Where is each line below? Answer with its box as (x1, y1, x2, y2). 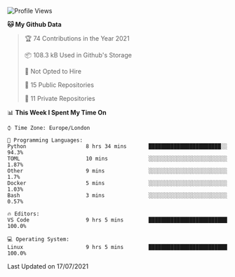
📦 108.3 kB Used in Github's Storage (24, 51, 132, 59)
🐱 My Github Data (7, 20, 62, 28)
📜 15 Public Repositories (24, 81, 95, 89)
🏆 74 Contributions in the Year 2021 (24, 34, 130, 42)
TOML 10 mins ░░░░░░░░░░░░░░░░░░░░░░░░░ (7, 155, 228, 162)
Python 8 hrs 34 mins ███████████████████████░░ (7, 143, 228, 150)
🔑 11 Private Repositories (24, 95, 96, 102)
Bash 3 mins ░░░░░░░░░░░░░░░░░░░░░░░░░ (7, 192, 228, 199)
